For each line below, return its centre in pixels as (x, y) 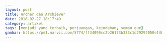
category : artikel (24, 23)
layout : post (19, 10)
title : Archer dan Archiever (35, 14)
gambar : (13, 33)
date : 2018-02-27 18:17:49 (33, 19)
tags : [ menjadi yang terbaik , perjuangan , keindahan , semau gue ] (74, 28)
